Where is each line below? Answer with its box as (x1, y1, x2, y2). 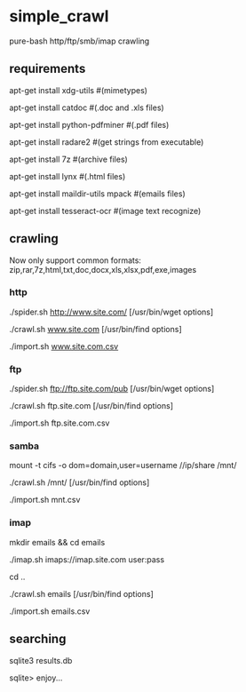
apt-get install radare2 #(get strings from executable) (9, 136, 204, 147)
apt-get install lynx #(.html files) (9, 171, 126, 181)
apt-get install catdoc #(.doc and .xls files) (9, 102, 164, 113)
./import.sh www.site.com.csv (9, 340, 119, 352)
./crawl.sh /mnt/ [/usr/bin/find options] (9, 477, 150, 488)
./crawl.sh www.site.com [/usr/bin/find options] (9, 323, 182, 334)
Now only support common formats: (9, 255, 142, 266)
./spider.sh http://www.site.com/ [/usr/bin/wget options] (9, 306, 214, 317)
